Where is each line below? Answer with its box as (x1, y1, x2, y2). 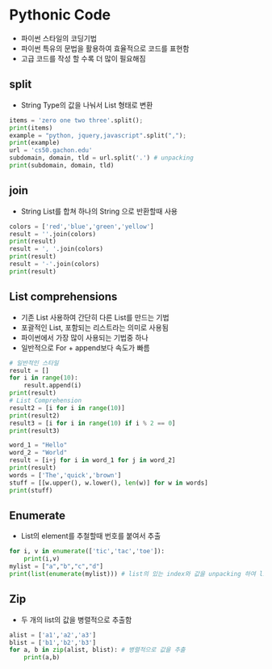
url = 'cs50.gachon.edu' (9, 146, 93, 155)
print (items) (9, 124, 53, 132)
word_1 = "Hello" (9, 441, 68, 450)
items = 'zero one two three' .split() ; (9, 116, 144, 125)
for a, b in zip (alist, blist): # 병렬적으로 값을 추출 (9, 646, 186, 654)
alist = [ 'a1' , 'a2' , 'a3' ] (9, 631, 96, 639)
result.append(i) (23, 382, 82, 390)
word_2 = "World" (9, 449, 68, 457)
